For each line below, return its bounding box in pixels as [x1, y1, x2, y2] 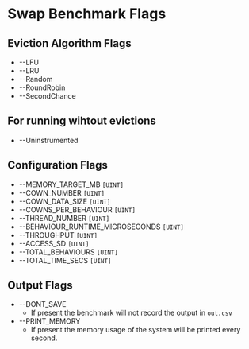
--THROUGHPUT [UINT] [18, 230, 98, 239]
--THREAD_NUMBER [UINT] [18, 213, 110, 223]
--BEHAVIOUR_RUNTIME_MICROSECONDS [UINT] [18, 222, 184, 231]
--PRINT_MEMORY [18, 316, 81, 326]
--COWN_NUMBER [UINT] [18, 188, 105, 197]
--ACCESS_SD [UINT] [18, 238, 90, 248]
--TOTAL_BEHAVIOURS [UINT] [18, 247, 118, 257]
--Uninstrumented [18, 135, 79, 145]
